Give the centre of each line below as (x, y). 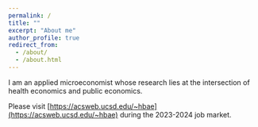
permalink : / (30, 15)
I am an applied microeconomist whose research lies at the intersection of (129, 82)
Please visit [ (29, 106)
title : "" (25, 23)
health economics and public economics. (75, 90)
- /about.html (39, 60)
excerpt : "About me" (42, 30)
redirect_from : (33, 45)
